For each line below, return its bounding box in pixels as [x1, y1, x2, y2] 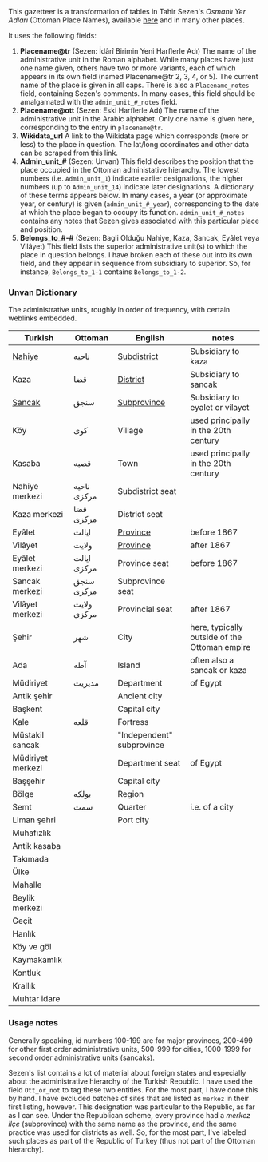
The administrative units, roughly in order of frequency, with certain [8, 305, 231, 315]
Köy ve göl [12, 941, 52, 953]
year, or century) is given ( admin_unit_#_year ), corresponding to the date [19, 199, 260, 209]
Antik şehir [12, 690, 53, 702]
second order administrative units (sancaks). [8, 1053, 156, 1062]
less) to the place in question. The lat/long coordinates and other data [19, 140, 250, 149]
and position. [19, 225, 63, 234]
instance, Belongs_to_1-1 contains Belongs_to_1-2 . [19, 267, 187, 277]
